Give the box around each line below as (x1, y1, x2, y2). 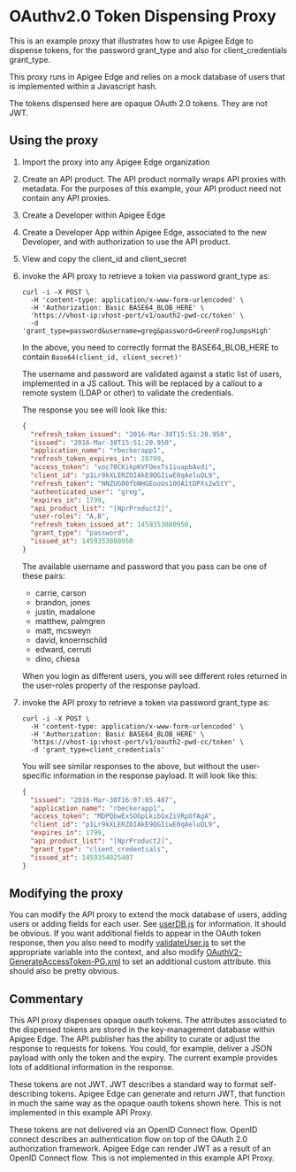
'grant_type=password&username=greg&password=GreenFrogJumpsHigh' (21, 326, 272, 335)
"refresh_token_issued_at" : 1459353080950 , (30, 520, 193, 529)
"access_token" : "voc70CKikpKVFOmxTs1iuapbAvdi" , (30, 463, 216, 472)
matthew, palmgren (34, 615, 106, 626)
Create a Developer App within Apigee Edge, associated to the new (21, 227, 268, 237)
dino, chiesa (34, 653, 80, 664)
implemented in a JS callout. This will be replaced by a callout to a (21, 378, 263, 389)
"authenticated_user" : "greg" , (30, 487, 146, 497)
